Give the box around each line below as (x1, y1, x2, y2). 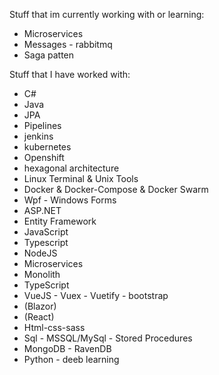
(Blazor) (23, 300, 57, 312)
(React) (23, 311, 55, 323)
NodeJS (23, 247, 58, 259)
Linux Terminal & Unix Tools (23, 173, 139, 184)
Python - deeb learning (23, 354, 120, 365)
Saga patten (23, 49, 75, 61)
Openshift (23, 152, 65, 163)
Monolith (23, 269, 61, 280)
